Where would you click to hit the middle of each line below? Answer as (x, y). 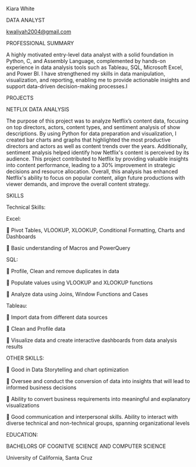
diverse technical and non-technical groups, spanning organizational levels (98, 423)
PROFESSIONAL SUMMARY (40, 43)
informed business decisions (41, 387)
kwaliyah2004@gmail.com (39, 32)
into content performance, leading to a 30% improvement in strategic (91, 165)
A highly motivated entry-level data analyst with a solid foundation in (90, 55)
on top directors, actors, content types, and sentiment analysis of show (93, 127)
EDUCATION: (22, 435)
